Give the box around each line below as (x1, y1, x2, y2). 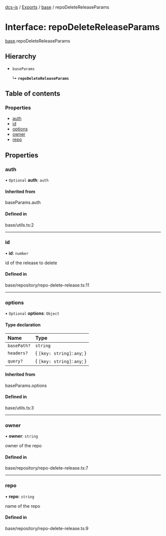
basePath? (7, 343, 31, 349)
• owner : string (5, 433, 38, 439)
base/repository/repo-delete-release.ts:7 (5, 465, 88, 471)
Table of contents (5, 89, 60, 98)
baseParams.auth (5, 199, 41, 205)
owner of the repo (5, 443, 42, 449)
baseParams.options (5, 382, 47, 388)
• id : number (5, 250, 29, 256)
